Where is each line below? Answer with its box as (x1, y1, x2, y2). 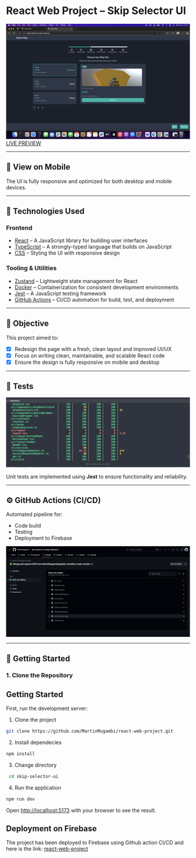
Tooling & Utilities (6, 264, 57, 273)
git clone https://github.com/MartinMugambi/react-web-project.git (6, 728, 174, 735)
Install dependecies (14, 739, 62, 746)
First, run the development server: (6, 705, 88, 712)
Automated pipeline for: (6, 511, 63, 518)
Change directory (14, 761, 57, 769)
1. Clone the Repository (6, 671, 73, 680)
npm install (6, 750, 35, 757)
